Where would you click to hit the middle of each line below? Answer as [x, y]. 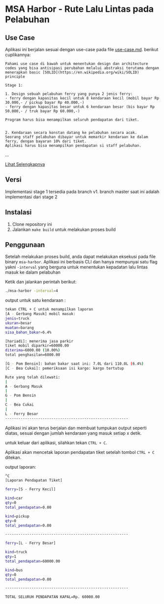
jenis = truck [17, 318]
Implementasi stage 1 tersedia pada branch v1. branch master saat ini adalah [82, 191]
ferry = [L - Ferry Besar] [30, 543]
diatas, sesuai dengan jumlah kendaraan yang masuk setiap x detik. [73, 433]
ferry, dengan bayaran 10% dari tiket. [46, 141]
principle [15, 77]
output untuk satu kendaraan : [36, 300]
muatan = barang [20, 328]
